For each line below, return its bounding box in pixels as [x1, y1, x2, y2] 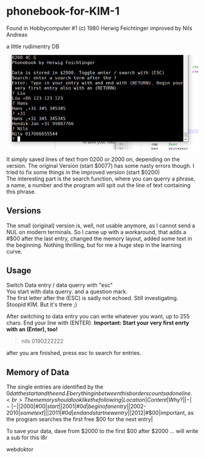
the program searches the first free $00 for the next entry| [6, 416, 153, 423]
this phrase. [6, 188, 37, 195]
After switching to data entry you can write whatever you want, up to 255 [6, 313, 190, 320]
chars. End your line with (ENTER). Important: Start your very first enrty [6, 319, 190, 327]
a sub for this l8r [6, 434, 48, 442]
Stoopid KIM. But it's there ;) [6, 301, 77, 309]
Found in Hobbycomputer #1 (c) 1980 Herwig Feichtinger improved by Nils [6, 24, 193, 32]
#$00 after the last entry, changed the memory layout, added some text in [6, 235, 192, 242]
